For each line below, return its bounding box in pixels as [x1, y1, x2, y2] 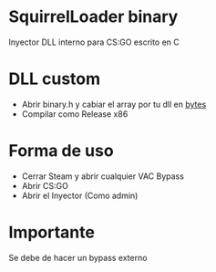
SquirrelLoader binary [8, 6, 179, 27]
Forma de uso [8, 141, 115, 162]
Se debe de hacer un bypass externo [8, 252, 148, 263]
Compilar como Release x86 [21, 108, 129, 120]
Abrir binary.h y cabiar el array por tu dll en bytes [21, 99, 207, 110]
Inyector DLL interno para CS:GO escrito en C [8, 37, 180, 47]
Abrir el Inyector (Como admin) [21, 190, 139, 201]
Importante [8, 222, 95, 243]
